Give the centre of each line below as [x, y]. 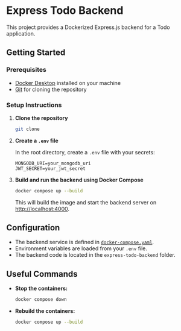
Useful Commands [42, 274]
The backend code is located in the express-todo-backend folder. [95, 255]
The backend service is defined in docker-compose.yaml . [84, 242]
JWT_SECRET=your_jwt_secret [50, 169]
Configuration [33, 228]
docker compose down [41, 300]
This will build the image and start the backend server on [86, 202]
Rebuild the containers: [45, 311]
